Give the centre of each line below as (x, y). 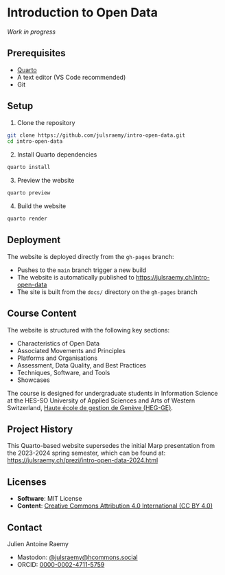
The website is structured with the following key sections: (88, 330)
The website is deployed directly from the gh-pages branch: (91, 256)
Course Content (42, 314)
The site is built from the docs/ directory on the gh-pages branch (107, 292)
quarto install (29, 167)
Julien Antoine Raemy (38, 544)
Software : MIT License (49, 499)
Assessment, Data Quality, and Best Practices (82, 365)
